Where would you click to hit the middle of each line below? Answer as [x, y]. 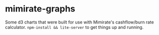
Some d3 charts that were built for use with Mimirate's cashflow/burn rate [79, 22]
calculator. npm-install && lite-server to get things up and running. [74, 27]
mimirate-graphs [40, 9]
